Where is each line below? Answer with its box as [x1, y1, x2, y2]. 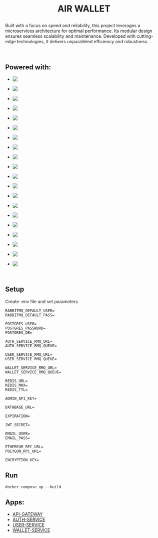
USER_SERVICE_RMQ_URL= [5, 352, 52, 357]
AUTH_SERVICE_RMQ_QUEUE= [5, 343, 57, 348]
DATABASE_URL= [5, 405, 35, 410]
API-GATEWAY [12, 511, 43, 517]
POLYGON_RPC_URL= [5, 449, 41, 454]
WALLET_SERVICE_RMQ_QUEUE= [5, 369, 61, 374]
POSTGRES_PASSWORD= [5, 326, 46, 331]
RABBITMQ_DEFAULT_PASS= [5, 312, 55, 318]
